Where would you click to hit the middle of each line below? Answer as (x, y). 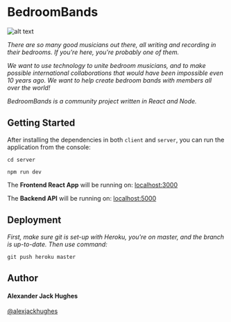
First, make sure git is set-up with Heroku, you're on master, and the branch (115, 237)
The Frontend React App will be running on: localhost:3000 (93, 185)
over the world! (29, 87)
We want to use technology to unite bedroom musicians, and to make (106, 65)
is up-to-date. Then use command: (57, 244)
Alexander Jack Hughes (43, 296)
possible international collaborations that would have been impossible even (115, 73)
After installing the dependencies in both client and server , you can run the (116, 139)
